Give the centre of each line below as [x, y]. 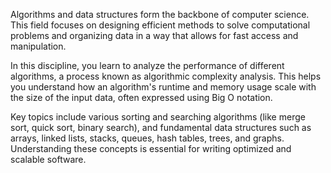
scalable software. [48, 159]
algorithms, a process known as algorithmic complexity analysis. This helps [166, 76]
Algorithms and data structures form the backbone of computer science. [160, 14]
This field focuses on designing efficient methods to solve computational [160, 25]
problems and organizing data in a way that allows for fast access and [154, 35]
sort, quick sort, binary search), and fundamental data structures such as [161, 127]
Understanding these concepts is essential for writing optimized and [151, 148]
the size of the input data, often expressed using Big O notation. [141, 97]
